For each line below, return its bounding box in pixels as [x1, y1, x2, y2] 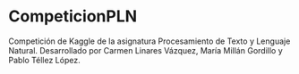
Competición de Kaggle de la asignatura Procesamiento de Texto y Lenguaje [8, 36, 291, 46]
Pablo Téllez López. [8, 54, 81, 65]
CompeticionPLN [8, 6, 138, 27]
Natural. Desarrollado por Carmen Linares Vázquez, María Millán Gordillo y [8, 45, 283, 55]
